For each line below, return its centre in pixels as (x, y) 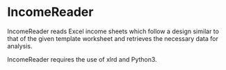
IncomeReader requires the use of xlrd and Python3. (82, 59)
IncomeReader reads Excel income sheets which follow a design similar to (113, 31)
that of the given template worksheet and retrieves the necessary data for (113, 38)
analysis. (20, 46)
